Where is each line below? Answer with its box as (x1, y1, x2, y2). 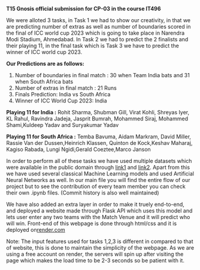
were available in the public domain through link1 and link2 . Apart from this (6, 164, 190, 171)
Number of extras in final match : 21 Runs (14, 84, 117, 92)
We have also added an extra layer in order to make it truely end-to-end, (6, 201, 184, 208)
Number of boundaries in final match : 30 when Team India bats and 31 (14, 72, 190, 78)
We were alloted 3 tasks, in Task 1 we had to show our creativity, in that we (6, 17, 191, 23)
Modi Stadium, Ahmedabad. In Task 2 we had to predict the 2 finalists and (6, 36, 189, 43)
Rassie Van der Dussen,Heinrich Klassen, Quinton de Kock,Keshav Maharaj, (6, 139, 193, 146)
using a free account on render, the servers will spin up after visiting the (6, 251, 184, 257)
